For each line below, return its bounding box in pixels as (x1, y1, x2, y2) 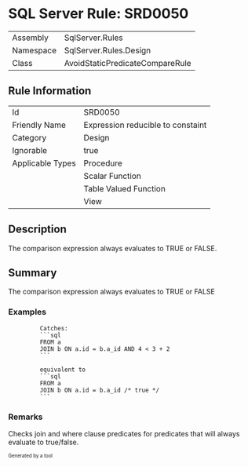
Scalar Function (83, 170, 141, 181)
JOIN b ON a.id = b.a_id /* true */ (39, 386, 159, 394)
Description (8, 223, 67, 236)
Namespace (12, 45, 57, 56)
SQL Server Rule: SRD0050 (8, 5, 189, 23)
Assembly (12, 32, 49, 43)
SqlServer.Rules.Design (64, 45, 151, 56)
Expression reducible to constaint (83, 119, 207, 130)
